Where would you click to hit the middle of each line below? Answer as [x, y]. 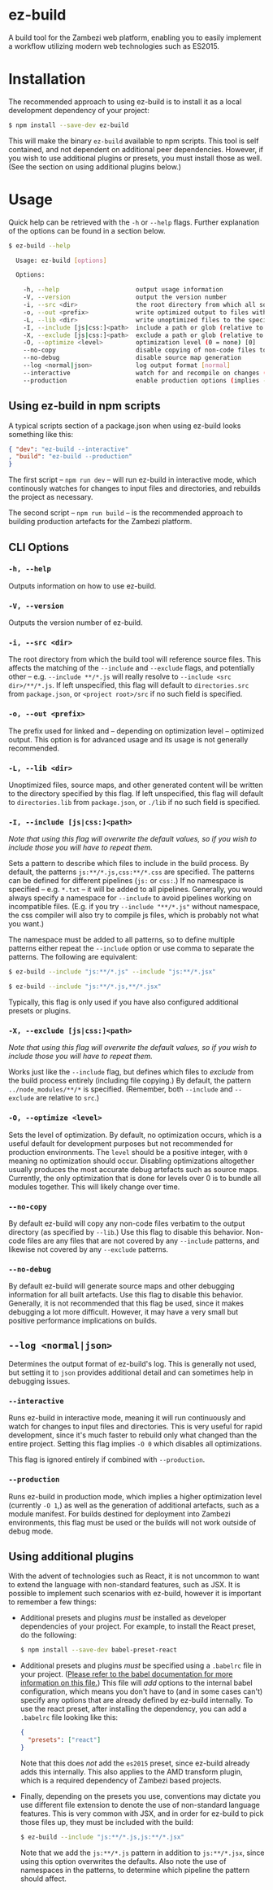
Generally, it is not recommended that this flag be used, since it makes [126, 1303]
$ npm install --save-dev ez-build [69, 125]
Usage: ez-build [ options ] [61, 260]
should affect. [43, 1879]
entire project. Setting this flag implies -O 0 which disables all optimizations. [135, 1444]
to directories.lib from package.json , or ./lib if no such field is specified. [134, 802]
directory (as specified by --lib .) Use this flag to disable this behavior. [127, 1232]
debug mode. [31, 1531]
